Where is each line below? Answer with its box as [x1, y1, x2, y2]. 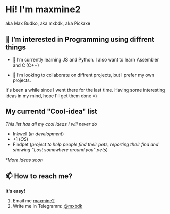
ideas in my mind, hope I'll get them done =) [5, 93, 97, 99]
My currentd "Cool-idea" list [5, 107, 98, 116]
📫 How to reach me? [5, 172, 73, 180]
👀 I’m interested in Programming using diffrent [5, 35, 155, 44]
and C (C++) [12, 62, 39, 68]
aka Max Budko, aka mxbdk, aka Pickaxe [5, 20, 90, 26]
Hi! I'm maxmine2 [5, 4, 81, 15]
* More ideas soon [5, 157, 43, 163]
